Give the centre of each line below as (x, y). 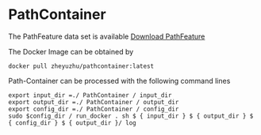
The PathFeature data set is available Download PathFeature (107, 36)
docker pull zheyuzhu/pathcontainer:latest (81, 66)
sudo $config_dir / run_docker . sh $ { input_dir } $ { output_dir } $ (131, 116)
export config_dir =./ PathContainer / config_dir (94, 109)
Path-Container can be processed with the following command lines (119, 81)
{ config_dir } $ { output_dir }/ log (72, 123)
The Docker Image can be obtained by (71, 51)
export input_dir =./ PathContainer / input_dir (90, 95)
